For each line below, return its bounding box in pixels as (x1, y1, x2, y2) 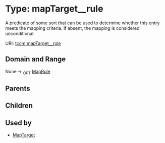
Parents (5, 84, 30, 92)
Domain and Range (5, 55, 66, 64)
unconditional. (5, 30, 35, 36)
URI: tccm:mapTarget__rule (5, 40, 62, 46)
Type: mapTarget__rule (5, 3, 103, 15)
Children (5, 102, 33, 110)
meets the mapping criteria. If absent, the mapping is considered (5, 25, 140, 31)
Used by (5, 118, 32, 127)
